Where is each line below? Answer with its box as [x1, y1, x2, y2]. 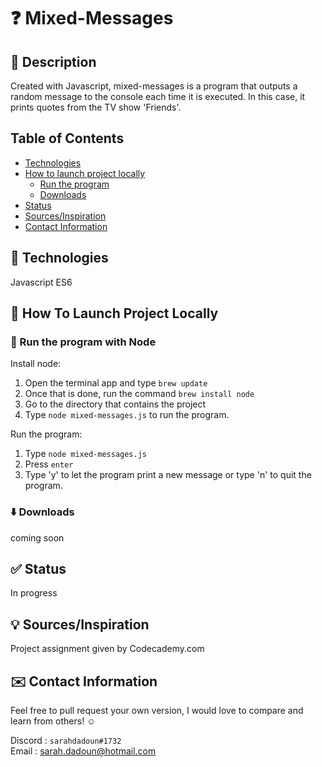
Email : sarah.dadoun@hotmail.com [10, 745, 157, 757]
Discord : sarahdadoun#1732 [10, 735, 122, 747]
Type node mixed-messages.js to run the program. [24, 409, 230, 421]
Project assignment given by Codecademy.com [10, 643, 205, 655]
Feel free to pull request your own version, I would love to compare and [10, 705, 304, 717]
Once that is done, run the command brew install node [24, 388, 255, 400]
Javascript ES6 [10, 276, 73, 288]
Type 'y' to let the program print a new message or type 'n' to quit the [24, 469, 312, 481]
